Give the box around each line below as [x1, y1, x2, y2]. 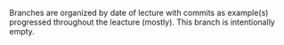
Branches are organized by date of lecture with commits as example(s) [9, 8, 269, 18]
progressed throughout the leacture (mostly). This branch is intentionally [9, 17, 276, 27]
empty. [9, 26, 36, 36]
